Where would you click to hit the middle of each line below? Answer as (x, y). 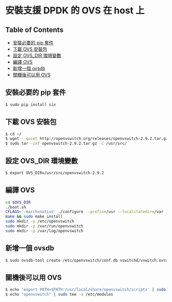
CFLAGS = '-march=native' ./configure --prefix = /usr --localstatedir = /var (84, 212)
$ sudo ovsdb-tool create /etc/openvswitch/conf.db (61, 260)
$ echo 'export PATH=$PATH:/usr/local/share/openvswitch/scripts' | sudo (86, 290)
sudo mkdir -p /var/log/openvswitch (44, 231)
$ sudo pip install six (31, 105)
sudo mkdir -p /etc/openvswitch (40, 222)
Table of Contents (35, 29)
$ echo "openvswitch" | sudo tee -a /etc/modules (59, 295)
